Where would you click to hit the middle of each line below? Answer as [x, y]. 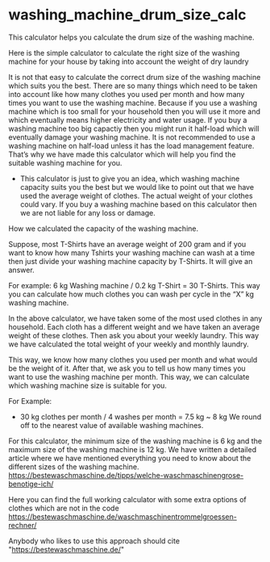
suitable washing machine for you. [65, 162]
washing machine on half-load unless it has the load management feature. [131, 145]
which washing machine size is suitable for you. [88, 385]
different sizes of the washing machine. [74, 467]
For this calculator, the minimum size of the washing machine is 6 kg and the [135, 441]
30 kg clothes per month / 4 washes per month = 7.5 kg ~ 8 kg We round [141, 417]
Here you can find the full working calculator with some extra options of [128, 499]
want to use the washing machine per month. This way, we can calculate [129, 376]
